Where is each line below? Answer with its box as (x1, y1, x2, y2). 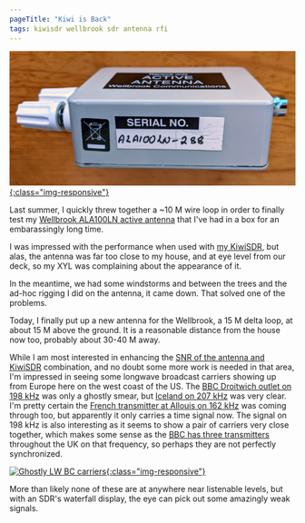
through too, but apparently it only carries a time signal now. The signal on (9, 410, 288, 420)
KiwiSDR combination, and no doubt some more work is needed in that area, (9, 361, 295, 372)
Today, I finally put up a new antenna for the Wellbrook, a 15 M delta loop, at (9, 314, 293, 326)
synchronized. (9, 448, 64, 459)
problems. (9, 297, 47, 308)
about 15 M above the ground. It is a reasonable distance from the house (9, 324, 281, 335)
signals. (9, 502, 39, 513)
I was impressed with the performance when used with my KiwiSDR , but (9, 241, 280, 252)
